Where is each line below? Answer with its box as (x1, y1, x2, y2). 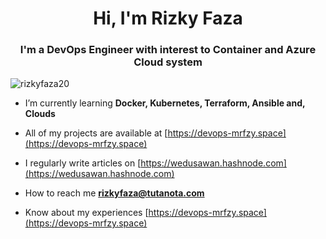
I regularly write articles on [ (24, 157, 142, 169)
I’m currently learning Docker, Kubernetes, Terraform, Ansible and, (24, 97, 306, 109)
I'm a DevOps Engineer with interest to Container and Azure (19, 43, 317, 57)
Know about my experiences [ (24, 207, 149, 219)
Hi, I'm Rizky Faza (93, 7, 243, 30)
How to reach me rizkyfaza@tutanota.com (24, 187, 205, 199)
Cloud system (133, 55, 203, 69)
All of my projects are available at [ (24, 127, 168, 139)
